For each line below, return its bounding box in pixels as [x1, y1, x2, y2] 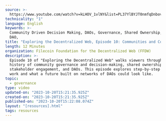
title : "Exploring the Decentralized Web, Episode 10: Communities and [5, 40, 156, 44]
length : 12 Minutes [5, 44, 45, 49]
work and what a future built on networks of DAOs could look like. [9, 72, 154, 77]
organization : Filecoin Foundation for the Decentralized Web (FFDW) [5, 48, 152, 53]
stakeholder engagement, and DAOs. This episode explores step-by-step [9, 67, 161, 72]
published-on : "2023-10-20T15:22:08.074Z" [5, 99, 94, 104]
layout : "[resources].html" [5, 104, 63, 109]
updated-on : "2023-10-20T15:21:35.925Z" [5, 90, 90, 95]
